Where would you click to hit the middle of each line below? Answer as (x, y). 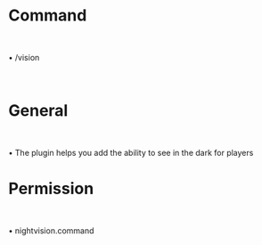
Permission (51, 189)
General (38, 111)
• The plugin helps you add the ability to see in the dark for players (131, 152)
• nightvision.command (51, 230)
